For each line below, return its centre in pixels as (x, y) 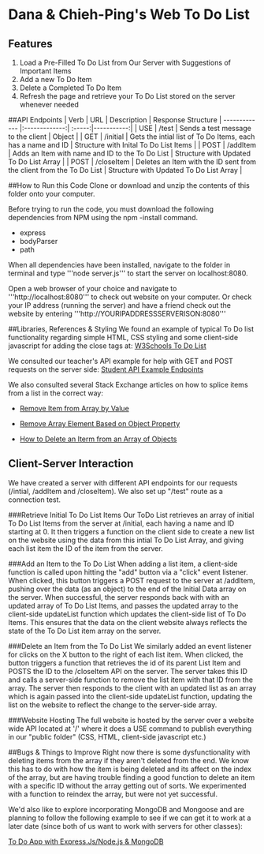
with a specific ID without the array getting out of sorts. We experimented (127, 785)
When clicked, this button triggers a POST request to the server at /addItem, (132, 580)
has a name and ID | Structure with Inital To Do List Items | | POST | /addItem (132, 145)
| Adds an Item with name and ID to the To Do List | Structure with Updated (129, 153)
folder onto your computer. (52, 194)
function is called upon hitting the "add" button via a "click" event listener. (128, 572)
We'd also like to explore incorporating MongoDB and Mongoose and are (126, 809)
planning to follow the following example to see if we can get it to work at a (130, 818)
